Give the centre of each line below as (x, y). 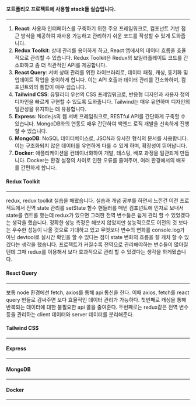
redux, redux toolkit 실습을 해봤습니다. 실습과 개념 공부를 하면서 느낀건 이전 (92, 201)
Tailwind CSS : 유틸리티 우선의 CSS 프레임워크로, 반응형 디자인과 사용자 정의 (102, 94)
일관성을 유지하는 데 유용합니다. (50, 109)
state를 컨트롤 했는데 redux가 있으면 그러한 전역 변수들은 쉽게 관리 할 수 (88, 215)
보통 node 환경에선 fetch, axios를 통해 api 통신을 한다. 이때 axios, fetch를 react (98, 292)
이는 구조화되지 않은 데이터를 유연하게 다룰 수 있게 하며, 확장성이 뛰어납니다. (101, 146)
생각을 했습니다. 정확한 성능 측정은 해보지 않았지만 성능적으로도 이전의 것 (94, 223)
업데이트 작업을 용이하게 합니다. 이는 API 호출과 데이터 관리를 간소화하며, (97, 80)
